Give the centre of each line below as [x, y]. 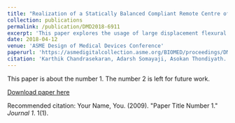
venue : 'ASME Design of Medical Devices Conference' [86, 46]
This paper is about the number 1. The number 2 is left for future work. [109, 79]
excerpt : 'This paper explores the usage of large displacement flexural [117, 33]
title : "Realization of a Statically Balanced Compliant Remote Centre [114, 14]
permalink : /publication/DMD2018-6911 [64, 26]
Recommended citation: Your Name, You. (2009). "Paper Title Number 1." [113, 106]
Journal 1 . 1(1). [28, 113]
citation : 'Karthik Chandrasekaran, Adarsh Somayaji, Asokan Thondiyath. [117, 59]
